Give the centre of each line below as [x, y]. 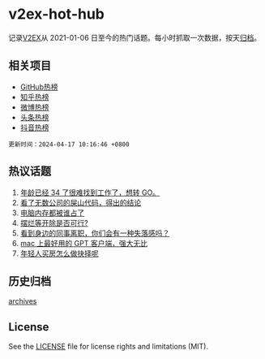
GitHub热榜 [39, 87]
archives [23, 301]
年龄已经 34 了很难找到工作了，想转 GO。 [90, 192]
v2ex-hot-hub [57, 14]
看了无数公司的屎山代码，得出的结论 [81, 202]
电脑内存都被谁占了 [52, 213]
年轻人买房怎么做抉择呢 [59, 253]
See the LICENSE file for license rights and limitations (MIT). [109, 347]
